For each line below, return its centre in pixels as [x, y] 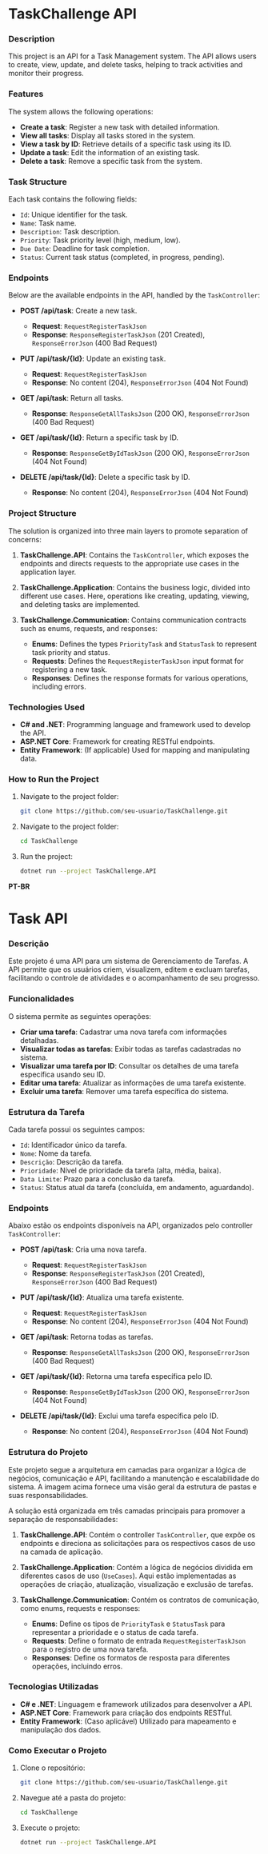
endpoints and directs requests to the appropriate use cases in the [130, 563]
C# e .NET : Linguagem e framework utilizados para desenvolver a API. [136, 1704]
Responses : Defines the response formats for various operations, [140, 677]
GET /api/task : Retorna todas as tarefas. [86, 1337]
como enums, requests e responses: [80, 1608]
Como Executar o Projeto [58, 1750]
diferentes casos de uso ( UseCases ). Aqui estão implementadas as [128, 1576]
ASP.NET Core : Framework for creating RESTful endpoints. [117, 741]
